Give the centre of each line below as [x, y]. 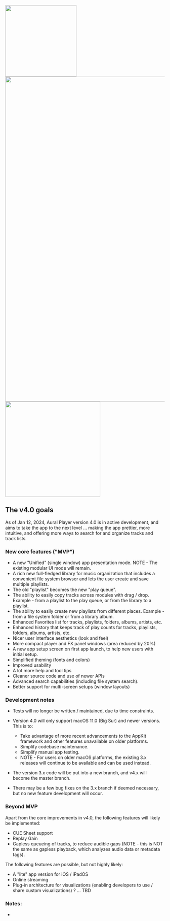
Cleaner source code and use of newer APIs [58, 676]
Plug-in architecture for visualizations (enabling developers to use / [83, 885]
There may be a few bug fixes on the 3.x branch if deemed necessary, [86, 788]
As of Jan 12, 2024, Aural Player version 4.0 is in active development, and [82, 522]
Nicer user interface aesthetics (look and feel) [60, 638]
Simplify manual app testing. [50, 752]
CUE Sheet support [33, 833]
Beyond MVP [22, 807]
